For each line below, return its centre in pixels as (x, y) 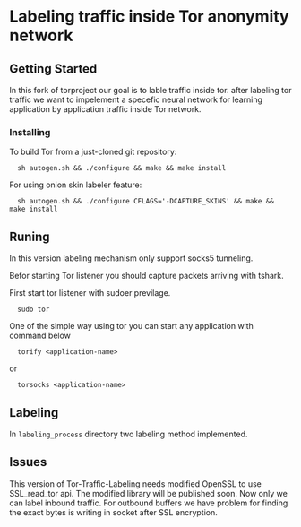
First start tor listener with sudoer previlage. (90, 293)
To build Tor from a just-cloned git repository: (93, 152)
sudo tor (34, 310)
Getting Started (53, 69)
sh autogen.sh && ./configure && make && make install (122, 168)
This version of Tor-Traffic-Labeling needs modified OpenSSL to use (136, 484)
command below (40, 336)
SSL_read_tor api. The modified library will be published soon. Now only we (149, 493)
